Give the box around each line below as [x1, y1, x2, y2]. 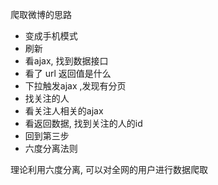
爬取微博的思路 [10, 9, 72, 20]
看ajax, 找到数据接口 [24, 55, 109, 67]
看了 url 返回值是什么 [24, 68, 112, 79]
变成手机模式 [24, 30, 78, 42]
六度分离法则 [24, 143, 78, 154]
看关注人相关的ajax [24, 105, 104, 117]
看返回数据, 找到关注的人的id [24, 118, 143, 129]
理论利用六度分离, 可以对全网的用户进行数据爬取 [10, 164, 208, 175]
